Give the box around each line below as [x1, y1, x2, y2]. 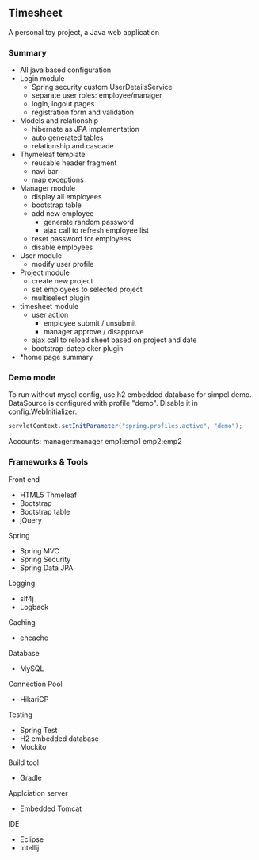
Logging [8, 578, 36, 588]
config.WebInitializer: [8, 407, 78, 416]
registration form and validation [31, 107, 135, 118]
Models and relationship [19, 116, 99, 125]
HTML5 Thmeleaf [19, 490, 78, 499]
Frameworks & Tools [8, 457, 89, 468]
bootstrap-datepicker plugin [31, 344, 124, 353]
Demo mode [8, 372, 56, 384]
